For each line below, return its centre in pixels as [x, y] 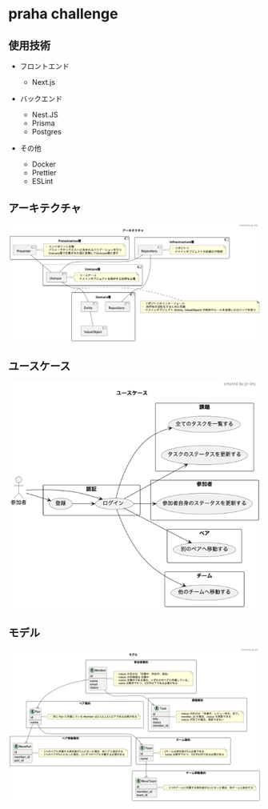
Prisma [43, 123]
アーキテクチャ [45, 208]
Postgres [46, 132]
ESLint [42, 181]
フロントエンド [44, 66]
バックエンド [41, 98]
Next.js [44, 82]
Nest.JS [45, 114]
